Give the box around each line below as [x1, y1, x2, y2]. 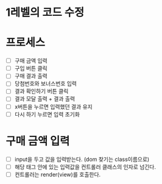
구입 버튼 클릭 [14, 65, 48, 72]
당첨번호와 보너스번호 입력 [14, 80, 77, 87]
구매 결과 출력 [14, 73, 48, 80]
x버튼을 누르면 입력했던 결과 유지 [14, 103, 93, 110]
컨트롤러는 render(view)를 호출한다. [14, 171, 101, 178]
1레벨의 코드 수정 [5, 5, 85, 19]
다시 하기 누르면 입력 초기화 [14, 110, 80, 118]
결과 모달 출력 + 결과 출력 [14, 95, 76, 102]
